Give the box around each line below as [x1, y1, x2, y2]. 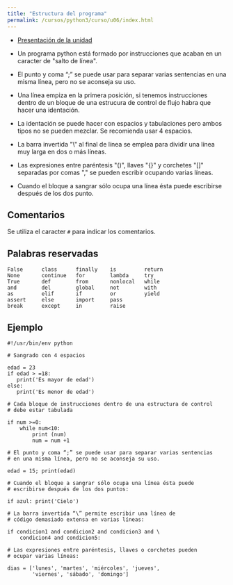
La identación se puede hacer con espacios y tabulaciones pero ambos [17, 119, 223, 127]
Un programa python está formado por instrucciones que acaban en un [17, 49, 223, 58]
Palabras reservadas [7, 247, 99, 259]
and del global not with [7, 284, 157, 292]
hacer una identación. [17, 106, 80, 114]
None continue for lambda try [7, 272, 154, 279]
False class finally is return [7, 266, 163, 273]
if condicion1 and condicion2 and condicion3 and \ [7, 528, 160, 535]
